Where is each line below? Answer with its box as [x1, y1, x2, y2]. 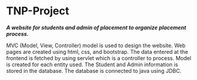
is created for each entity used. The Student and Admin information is [6, 61, 178, 68]
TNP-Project [6, 4, 69, 18]
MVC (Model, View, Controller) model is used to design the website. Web [6, 42, 186, 49]
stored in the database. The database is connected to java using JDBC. [6, 67, 181, 74]
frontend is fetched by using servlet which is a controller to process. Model [6, 54, 192, 61]
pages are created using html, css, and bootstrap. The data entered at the [6, 48, 189, 55]
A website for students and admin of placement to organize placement [6, 24, 187, 31]
